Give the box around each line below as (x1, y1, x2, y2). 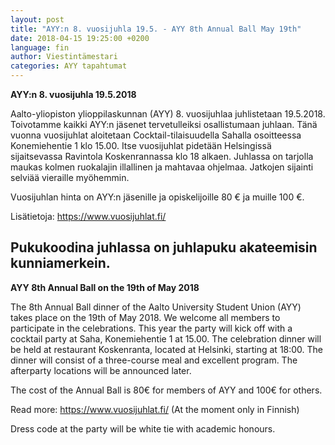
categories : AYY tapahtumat (10, 61, 128, 71)
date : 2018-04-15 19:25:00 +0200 (10, 33, 150, 43)
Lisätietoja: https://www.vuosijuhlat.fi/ (10, 211, 167, 222)
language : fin (10, 42, 70, 53)
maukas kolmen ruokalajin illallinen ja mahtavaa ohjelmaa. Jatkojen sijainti (10, 161, 314, 173)
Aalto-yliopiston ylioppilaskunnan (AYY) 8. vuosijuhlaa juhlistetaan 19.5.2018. (10, 108, 326, 120)
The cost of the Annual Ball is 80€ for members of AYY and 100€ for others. (10, 384, 323, 396)
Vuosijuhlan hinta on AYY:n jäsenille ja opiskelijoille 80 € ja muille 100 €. (10, 191, 305, 203)
